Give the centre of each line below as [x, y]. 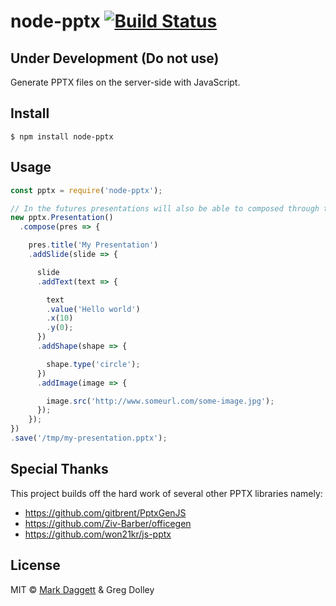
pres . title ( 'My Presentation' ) [93, 245]
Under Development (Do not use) [115, 58]
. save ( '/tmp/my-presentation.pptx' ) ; [89, 438]
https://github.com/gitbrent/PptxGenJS [105, 512]
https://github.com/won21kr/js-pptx [98, 534]
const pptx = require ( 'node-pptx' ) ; [86, 190]
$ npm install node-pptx [62, 136]
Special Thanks [59, 469]
